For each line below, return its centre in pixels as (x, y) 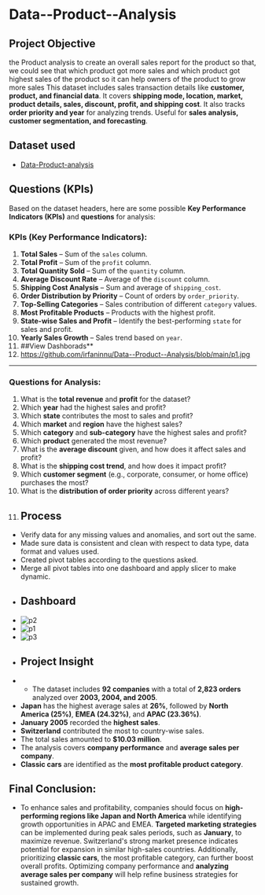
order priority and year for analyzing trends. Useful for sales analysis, (124, 112)
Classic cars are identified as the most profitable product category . (132, 764)
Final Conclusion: (53, 789)
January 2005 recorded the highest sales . (90, 722)
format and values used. (59, 551)
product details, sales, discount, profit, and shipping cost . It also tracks (127, 104)
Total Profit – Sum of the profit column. (86, 262)
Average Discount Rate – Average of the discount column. (115, 279)
